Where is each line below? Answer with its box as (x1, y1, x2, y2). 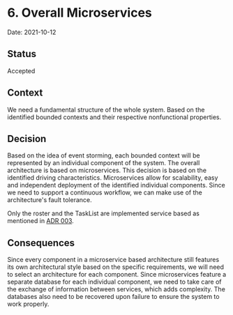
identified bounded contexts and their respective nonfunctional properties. (7, 113, 222, 121)
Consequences (7, 237, 75, 249)
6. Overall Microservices (7, 5, 152, 21)
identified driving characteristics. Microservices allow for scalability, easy (7, 174, 218, 182)
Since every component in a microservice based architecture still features (7, 256, 220, 264)
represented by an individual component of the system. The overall (7, 159, 200, 167)
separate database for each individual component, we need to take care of (7, 277, 222, 286)
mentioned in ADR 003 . (7, 217, 75, 225)
